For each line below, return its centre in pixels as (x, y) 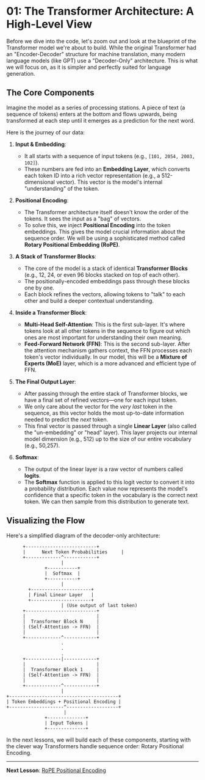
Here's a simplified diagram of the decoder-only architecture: (83, 535)
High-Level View (49, 24)
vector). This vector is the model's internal (109, 182)
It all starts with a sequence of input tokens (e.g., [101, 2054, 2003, (110, 156)
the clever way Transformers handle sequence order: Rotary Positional (95, 746)
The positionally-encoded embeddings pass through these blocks (107, 281)
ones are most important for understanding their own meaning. (103, 337)
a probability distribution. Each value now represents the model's (106, 488)
